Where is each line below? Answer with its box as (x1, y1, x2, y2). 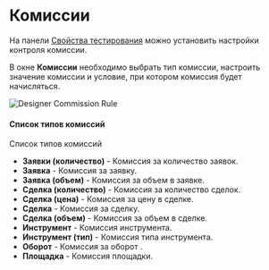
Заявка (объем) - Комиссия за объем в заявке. (21, 175, 206, 186)
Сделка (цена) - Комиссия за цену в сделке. (21, 194, 194, 205)
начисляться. (9, 80, 61, 91)
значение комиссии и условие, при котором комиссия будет (9, 71, 243, 81)
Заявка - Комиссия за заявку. (21, 165, 138, 176)
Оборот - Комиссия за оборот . (21, 241, 143, 252)
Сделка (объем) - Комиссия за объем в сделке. (21, 213, 208, 224)
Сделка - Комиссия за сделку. (21, 203, 140, 215)
